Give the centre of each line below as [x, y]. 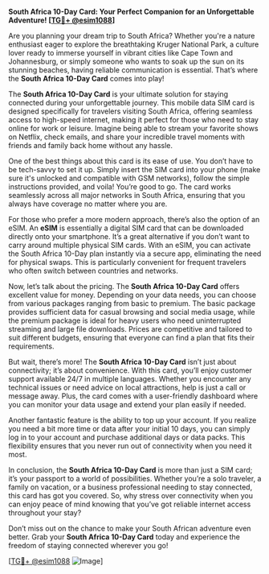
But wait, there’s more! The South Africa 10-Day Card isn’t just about [122, 362]
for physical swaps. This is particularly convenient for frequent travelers [127, 262]
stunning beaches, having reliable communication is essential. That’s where [133, 70]
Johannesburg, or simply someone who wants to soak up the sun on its [126, 61]
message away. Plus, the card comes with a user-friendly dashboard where [133, 396]
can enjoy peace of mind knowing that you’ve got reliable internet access [130, 504]
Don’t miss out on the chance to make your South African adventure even [130, 528]
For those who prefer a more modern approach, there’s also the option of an [134, 219]
